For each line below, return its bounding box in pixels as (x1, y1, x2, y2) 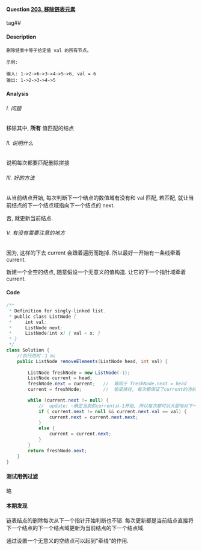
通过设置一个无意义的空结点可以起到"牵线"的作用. (6, 537, 129, 544)
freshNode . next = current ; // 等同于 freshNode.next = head (28, 381, 187, 387)
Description (6, 33, 37, 40)
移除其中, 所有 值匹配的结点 (6, 124, 74, 132)
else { (38, 425, 55, 431)
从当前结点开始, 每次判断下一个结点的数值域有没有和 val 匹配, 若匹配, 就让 (6, 194, 189, 201)
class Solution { (6, 347, 50, 353)
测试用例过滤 (6, 473, 38, 480)
